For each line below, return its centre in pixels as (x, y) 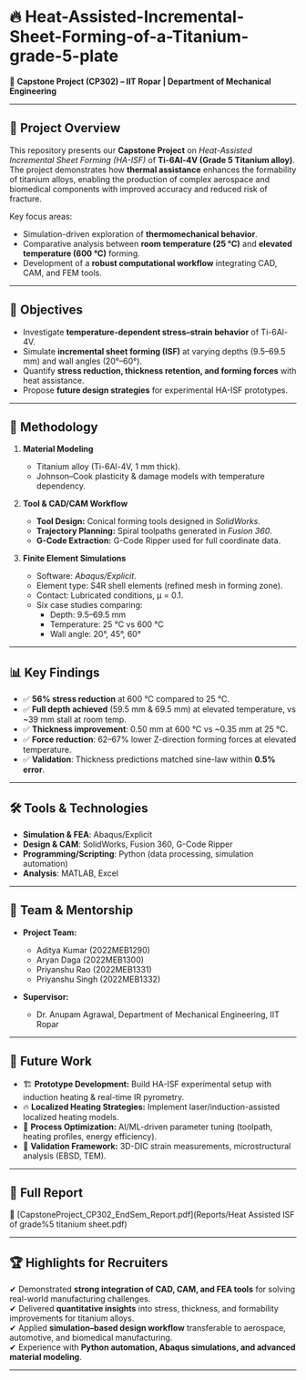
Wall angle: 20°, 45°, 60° (95, 634)
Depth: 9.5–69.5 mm (88, 615)
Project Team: (50, 932)
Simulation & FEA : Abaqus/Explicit (87, 834)
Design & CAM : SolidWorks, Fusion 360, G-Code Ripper (128, 844)
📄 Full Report (46, 1193)
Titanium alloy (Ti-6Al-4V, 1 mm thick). (108, 467)
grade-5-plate (64, 56)
